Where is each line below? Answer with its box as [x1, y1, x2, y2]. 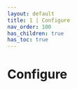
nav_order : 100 [7, 23, 52, 30]
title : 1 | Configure [7, 17, 71, 24]
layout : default [7, 10, 55, 18]
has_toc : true [7, 36, 49, 43]
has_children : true [7, 29, 64, 37]
